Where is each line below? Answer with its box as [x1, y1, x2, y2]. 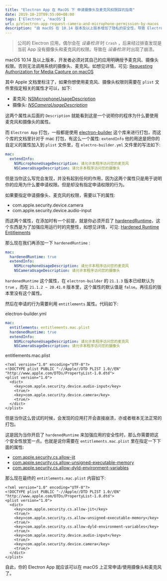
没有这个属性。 [13, 290, 45, 296]
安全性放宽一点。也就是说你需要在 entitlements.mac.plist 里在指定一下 [9, 438, 157, 444]
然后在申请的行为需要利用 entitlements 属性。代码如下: [5, 301, 118, 307]
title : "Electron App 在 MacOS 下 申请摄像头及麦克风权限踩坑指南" [5, 7, 135, 12]
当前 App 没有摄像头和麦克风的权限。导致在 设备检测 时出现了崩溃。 [17, 46, 158, 52]
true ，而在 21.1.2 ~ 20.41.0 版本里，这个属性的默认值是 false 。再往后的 [5, 284, 158, 290]
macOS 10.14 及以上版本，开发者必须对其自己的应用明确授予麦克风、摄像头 [5, 57, 159, 63]
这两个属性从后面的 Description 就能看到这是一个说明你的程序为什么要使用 [5, 113, 159, 118]
